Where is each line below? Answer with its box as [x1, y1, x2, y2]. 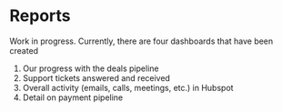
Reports [9, 5, 71, 26]
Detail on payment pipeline [22, 92, 124, 103]
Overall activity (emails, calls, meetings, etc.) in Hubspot [22, 82, 234, 93]
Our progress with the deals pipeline [22, 63, 159, 74]
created [9, 45, 39, 56]
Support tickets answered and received [22, 72, 171, 83]
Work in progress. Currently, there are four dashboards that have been [9, 36, 274, 46]
